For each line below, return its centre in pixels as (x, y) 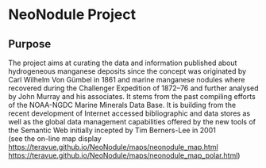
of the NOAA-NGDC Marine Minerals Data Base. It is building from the (122, 105)
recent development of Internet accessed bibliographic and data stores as (129, 113)
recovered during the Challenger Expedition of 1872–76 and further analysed (133, 88)
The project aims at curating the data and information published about (123, 63)
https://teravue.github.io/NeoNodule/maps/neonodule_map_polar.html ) (124, 155)
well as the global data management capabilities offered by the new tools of (132, 122)
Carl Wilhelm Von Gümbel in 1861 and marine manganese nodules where (127, 80)
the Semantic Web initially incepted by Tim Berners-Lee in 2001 (112, 130)
